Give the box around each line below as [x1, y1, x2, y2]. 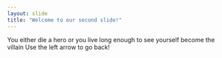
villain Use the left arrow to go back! [7, 43, 111, 51]
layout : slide [7, 10, 48, 17]
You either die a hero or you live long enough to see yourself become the [7, 35, 215, 43]
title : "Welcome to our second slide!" [7, 17, 122, 23]
